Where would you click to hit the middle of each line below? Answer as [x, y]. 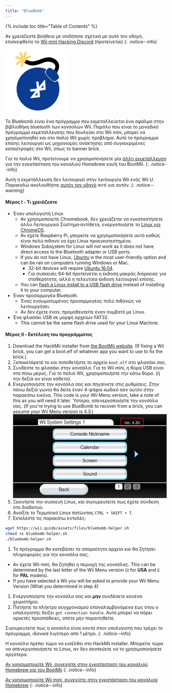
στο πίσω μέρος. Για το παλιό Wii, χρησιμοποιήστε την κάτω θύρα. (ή [86, 373]
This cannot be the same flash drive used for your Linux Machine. [90, 323]
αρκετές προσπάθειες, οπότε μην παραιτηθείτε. [64, 618]
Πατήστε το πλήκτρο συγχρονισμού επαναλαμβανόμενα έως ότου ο [85, 607]
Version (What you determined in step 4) [56, 587]
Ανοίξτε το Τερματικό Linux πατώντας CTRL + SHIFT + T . [73, 513]
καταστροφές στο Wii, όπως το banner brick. [53, 149]
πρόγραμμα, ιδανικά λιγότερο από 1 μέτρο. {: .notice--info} [68, 634]
